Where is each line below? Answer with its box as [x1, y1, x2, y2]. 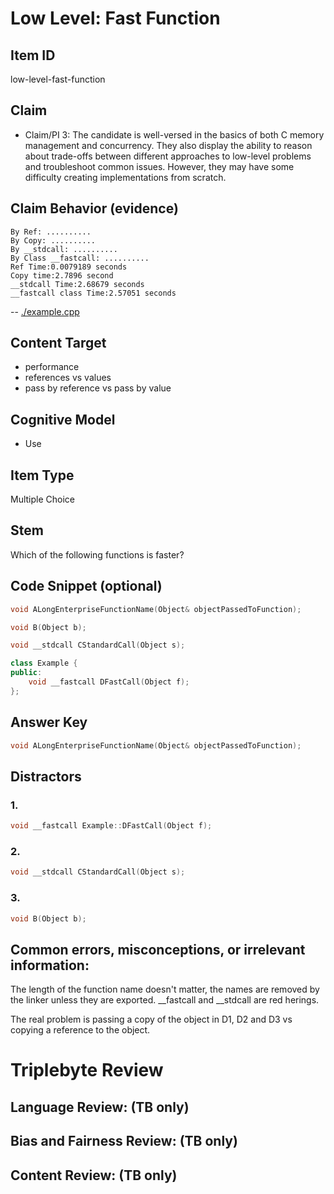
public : [10, 668, 43, 678]
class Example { [10, 658, 78, 669]
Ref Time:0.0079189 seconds [10, 262, 128, 272]
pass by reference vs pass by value [24, 382, 172, 394]
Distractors [10, 768, 82, 785]
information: [10, 957, 90, 974]
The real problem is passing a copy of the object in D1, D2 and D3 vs [10, 1013, 293, 1026]
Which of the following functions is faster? [10, 548, 185, 561]
